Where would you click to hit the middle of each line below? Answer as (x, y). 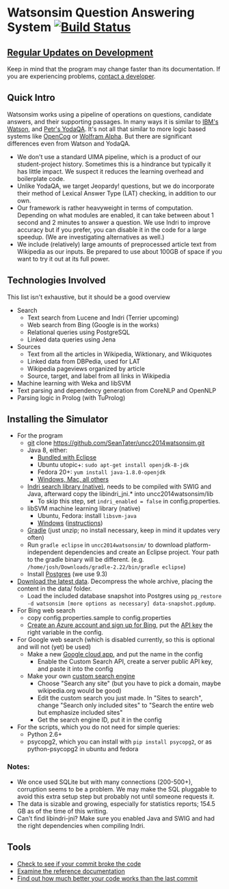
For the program (40, 436)
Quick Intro (31, 98)
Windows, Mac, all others (73, 479)
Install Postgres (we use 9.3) (67, 574)
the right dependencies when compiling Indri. (81, 825)
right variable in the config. (65, 632)
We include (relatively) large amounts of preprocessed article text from (117, 244)
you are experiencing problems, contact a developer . (81, 76)
